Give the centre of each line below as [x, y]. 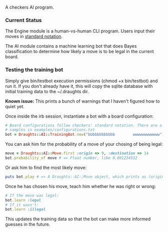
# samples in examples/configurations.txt [50, 130]
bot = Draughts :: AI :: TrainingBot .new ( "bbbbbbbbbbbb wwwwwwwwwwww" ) [85, 135]
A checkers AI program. [29, 7]
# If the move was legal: [32, 195]
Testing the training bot [34, 70]
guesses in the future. [28, 224]
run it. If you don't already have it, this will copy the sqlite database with [79, 86]
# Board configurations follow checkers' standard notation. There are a [84, 125]
